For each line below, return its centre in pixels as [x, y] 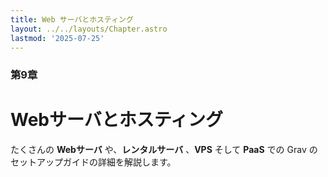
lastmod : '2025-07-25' [57, 38]
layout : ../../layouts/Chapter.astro [89, 29]
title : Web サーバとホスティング [72, 19]
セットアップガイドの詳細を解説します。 [93, 162]
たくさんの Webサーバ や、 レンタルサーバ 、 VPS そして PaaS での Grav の [164, 150]
